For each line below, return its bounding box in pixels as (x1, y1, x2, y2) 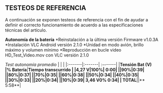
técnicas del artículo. (5, 27, 47, 33)
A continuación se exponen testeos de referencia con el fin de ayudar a (5, 17, 148, 22)
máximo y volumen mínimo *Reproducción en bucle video (5, 47, 122, 53)
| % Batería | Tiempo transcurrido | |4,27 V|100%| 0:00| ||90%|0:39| (5, 67, 145, 73)
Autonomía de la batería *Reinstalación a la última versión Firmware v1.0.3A (5, 37, 159, 42)
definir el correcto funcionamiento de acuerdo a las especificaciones (5, 22, 144, 28)
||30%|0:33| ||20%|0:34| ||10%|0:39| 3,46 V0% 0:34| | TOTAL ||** (5, 77, 145, 83)
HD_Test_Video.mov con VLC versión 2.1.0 (5, 52, 89, 58)
